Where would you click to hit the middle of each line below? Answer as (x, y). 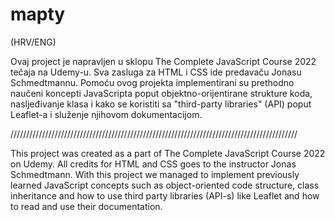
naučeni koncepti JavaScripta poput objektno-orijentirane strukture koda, (161, 93)
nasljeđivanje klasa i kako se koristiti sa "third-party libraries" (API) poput (161, 104)
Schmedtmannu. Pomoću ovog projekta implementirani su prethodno (152, 82)
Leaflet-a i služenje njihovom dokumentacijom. (106, 114)
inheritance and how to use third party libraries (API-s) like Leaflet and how (165, 195)
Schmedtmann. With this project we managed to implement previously (155, 174)
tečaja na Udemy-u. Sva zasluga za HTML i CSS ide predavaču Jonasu (156, 72)
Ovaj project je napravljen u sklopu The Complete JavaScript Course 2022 (163, 61)
